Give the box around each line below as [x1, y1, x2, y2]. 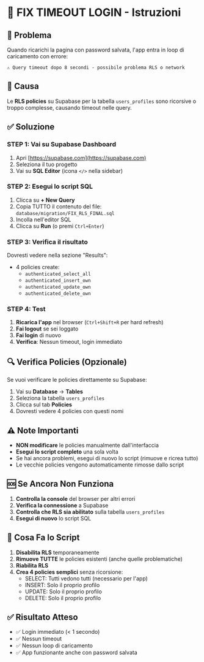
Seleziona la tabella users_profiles [15, 395, 105, 402]
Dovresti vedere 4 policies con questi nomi [15, 408, 124, 415]
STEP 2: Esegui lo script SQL [7, 182, 93, 191]
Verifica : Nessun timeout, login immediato [15, 338, 123, 346]
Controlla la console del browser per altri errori [15, 495, 136, 502]
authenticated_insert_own [24, 278, 91, 284]
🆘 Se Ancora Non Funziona [7, 479, 114, 489]
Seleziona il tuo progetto [15, 161, 78, 168]
